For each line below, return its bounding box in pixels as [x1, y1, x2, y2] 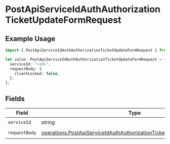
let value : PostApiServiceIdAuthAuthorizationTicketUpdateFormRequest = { [5, 57, 166, 62]
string [41, 119, 56, 126]
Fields [5, 94, 25, 103]
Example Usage [5, 34, 56, 43]
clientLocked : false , [14, 71, 60, 76]
